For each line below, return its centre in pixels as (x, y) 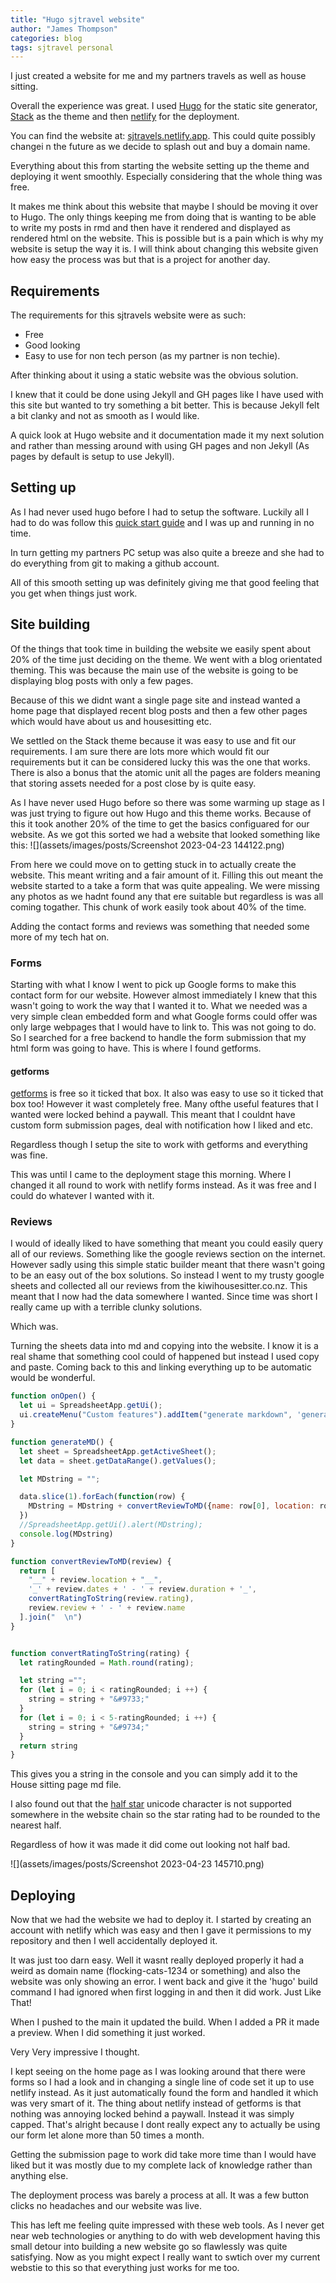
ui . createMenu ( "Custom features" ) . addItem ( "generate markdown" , (156, 1415)
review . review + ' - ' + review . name (107, 1608)
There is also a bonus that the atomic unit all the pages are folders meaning (165, 772)
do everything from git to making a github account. (115, 563)
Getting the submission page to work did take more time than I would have (163, 2155)
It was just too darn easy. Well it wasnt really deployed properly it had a (157, 1960)
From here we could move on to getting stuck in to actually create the (153, 864)
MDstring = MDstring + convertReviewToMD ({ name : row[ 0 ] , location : (171, 1506)
